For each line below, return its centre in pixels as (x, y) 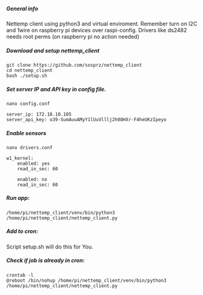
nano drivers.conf (29, 147)
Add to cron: (22, 231)
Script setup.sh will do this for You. (50, 247)
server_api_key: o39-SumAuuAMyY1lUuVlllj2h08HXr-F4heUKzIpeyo (86, 119)
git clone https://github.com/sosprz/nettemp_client (74, 65)
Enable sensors (26, 133)
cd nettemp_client (29, 70)
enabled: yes (34, 164)
